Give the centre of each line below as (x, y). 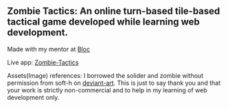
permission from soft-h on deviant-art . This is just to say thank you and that (114, 83)
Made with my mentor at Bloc (49, 49)
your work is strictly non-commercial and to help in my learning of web (107, 90)
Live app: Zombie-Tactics (43, 62)
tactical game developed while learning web (104, 22)
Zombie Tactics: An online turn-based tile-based (114, 11)
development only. (33, 97)
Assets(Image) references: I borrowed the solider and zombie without (105, 75)
